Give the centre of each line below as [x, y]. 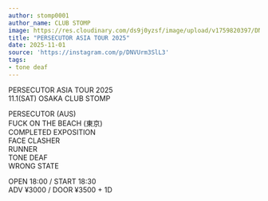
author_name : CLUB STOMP [49, 23]
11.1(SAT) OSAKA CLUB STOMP [59, 98]
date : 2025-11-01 [37, 45]
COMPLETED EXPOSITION [52, 132]
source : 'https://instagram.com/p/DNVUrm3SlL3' [89, 52]
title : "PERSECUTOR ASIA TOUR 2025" [69, 38]
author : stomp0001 [39, 15]
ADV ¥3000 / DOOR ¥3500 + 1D [61, 189]
